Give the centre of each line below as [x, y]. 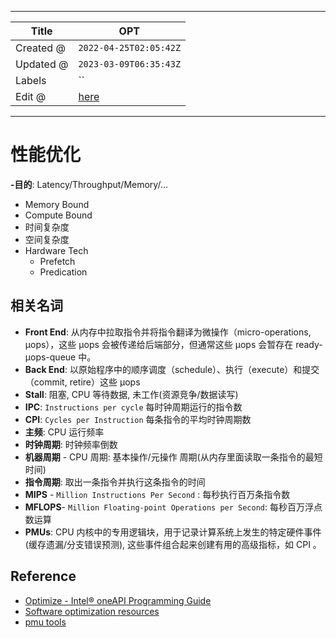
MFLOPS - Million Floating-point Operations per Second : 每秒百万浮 [169, 507]
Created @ [40, 48]
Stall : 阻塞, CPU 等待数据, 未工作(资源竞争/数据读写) [131, 394]
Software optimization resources [92, 611]
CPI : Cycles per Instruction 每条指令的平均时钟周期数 [138, 419]
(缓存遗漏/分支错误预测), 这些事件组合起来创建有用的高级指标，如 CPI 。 [173, 544]
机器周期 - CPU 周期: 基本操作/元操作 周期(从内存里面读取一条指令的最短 [173, 457]
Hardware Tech [56, 250]
